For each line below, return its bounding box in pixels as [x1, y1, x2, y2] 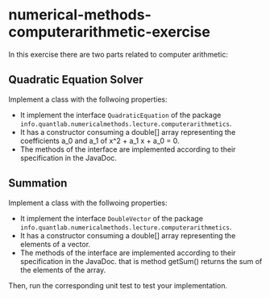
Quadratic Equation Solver [8, 73, 143, 86]
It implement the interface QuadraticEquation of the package [19, 110, 222, 120]
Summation [8, 176, 68, 191]
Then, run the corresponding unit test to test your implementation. [8, 280, 228, 290]
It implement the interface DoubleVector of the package [19, 213, 204, 223]
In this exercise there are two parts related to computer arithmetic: [8, 49, 228, 59]
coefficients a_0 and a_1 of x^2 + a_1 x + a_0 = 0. [19, 136, 180, 145]
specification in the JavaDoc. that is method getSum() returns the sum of [19, 256, 263, 266]
